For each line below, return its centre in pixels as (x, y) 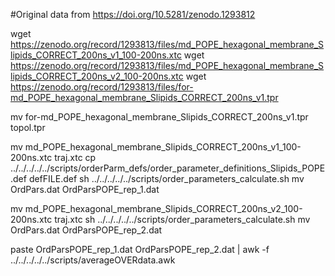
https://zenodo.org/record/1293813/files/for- (102, 87)
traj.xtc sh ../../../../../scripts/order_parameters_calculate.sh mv (182, 219)
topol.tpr (28, 127)
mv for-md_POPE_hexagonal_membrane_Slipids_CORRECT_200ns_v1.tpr (159, 117)
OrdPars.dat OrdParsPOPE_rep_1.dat (85, 189)
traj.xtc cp (75, 157)
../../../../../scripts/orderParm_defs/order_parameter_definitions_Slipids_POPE (168, 168)
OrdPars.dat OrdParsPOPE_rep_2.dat (86, 230)
